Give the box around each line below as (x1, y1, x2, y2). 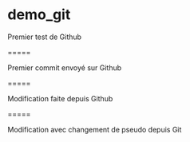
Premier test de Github (7, 32, 81, 41)
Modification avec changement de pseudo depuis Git (7, 124, 182, 134)
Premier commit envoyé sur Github (7, 62, 122, 73)
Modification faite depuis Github (7, 93, 113, 103)
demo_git (7, 6, 71, 24)
